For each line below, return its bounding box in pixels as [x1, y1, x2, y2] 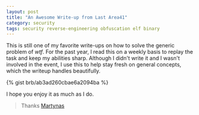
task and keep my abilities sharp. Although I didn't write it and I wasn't [6, 55, 180, 62]
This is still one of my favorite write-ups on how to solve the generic [6, 42, 175, 49]
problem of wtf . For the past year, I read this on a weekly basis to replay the [6, 49, 194, 56]
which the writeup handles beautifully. [6, 67, 101, 75]
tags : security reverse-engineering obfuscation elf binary [6, 25, 161, 32]
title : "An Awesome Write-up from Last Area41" [6, 14, 128, 20]
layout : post [6, 8, 39, 15]
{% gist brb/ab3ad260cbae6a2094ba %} [6, 79, 109, 86]
